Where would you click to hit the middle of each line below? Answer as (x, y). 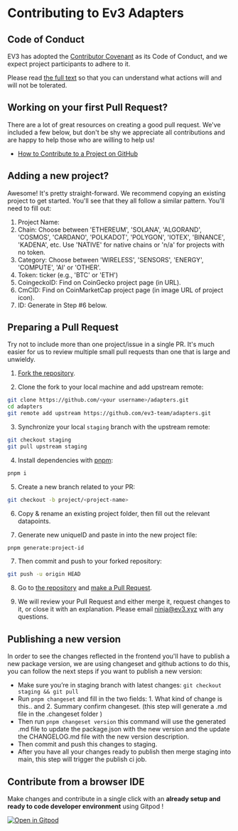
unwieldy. (21, 360)
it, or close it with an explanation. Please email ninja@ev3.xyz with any (120, 609)
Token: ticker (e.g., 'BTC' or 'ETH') (68, 274)
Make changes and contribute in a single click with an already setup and (114, 798)
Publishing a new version (64, 639)
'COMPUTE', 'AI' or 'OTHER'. (59, 267)
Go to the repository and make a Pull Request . (85, 588)
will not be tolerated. (37, 85)
